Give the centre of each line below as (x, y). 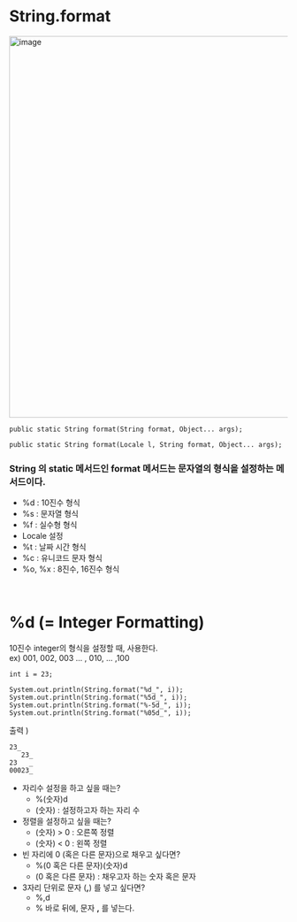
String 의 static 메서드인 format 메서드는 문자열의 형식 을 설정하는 (141, 468)
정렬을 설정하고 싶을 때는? (67, 821)
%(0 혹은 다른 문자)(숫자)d (81, 865)
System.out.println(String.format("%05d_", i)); (100, 713)
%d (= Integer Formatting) (107, 622)
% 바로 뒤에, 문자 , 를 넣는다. (85, 908)
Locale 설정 (42, 536)
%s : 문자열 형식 (50, 514)
